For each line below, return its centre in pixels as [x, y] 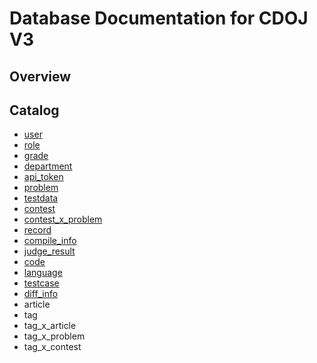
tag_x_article [50, 326]
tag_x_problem [54, 336]
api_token [43, 177]
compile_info [50, 241]
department [48, 166]
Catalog [34, 110]
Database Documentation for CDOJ [159, 18]
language [43, 273]
